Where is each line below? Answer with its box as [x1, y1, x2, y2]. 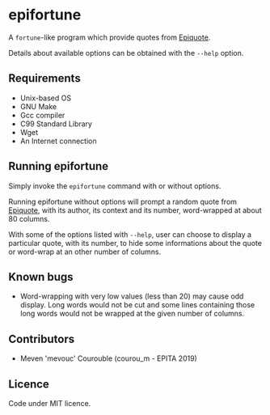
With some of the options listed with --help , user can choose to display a [8, 229, 252, 239]
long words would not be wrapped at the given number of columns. [19, 309, 245, 319]
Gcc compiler [19, 110, 65, 120]
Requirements [8, 71, 81, 86]
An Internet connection [19, 136, 97, 146]
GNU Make [19, 101, 57, 111]
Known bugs [8, 269, 74, 284]
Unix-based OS [19, 93, 71, 103]
